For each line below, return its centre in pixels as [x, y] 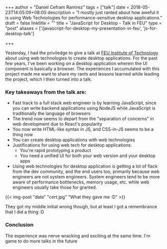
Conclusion [19, 225]
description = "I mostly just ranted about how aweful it [103, 12]
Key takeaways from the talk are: [46, 92]
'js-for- [150, 28]
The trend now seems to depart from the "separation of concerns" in [83, 119]
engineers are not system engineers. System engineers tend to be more [86, 177]
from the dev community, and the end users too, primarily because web [86, 171]
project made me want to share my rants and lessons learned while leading [82, 74]
